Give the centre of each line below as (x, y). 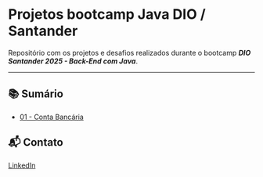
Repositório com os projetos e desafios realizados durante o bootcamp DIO (130, 52)
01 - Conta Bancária (51, 117)
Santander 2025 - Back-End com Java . (73, 61)
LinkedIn (22, 165)
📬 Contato (36, 143)
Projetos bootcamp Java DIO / (107, 14)
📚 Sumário (36, 94)
